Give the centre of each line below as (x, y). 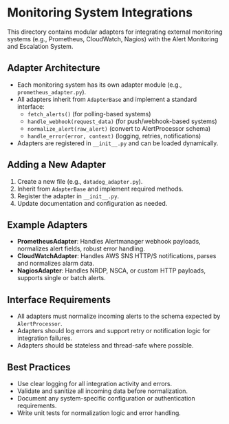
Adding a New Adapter (57, 165)
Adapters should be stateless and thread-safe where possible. (105, 346)
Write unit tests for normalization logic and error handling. (99, 413)
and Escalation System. (40, 46)
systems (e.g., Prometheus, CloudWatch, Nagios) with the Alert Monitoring (113, 39)
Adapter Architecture (54, 68)
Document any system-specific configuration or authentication (106, 398)
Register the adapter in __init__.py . (68, 196)
